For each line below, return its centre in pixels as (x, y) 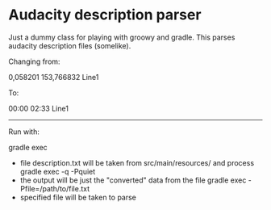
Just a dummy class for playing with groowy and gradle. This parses (122, 37)
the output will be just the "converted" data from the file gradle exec (133, 180)
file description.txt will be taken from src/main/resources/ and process (137, 162)
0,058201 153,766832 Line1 (54, 77)
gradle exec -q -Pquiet (58, 171)
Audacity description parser (105, 15)
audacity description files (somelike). (70, 45)
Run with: (24, 132)
